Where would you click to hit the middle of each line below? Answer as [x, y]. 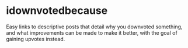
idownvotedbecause [57, 11]
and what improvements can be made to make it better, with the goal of [92, 32]
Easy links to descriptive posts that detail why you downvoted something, [94, 27]
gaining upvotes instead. [36, 39]
